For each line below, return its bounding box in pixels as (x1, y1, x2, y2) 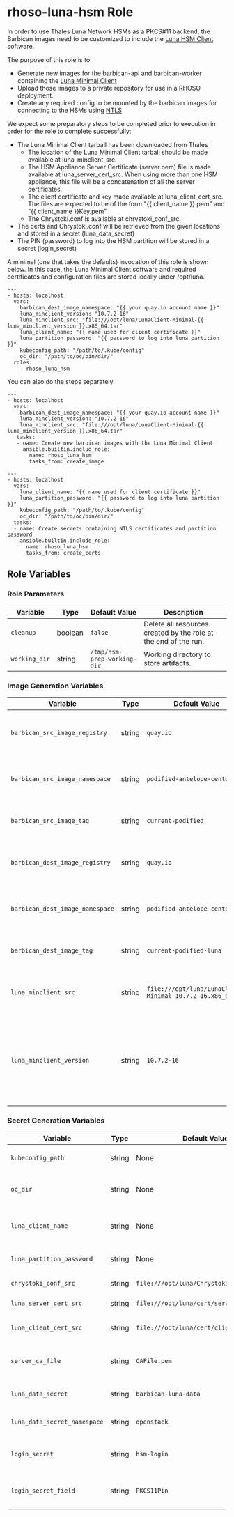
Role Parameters (7, 590, 65, 599)
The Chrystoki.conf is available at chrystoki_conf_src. (27, 214, 181, 223)
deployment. (17, 91, 54, 100)
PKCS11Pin (135, 1487, 169, 1495)
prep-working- (90, 654, 137, 663)
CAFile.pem (135, 1357, 172, 1365)
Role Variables (7, 569, 71, 580)
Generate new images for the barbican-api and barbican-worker (17, 69, 202, 77)
